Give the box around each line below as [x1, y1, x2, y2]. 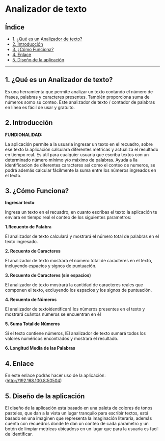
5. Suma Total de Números [5, 321, 60, 327]
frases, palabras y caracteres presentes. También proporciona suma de [5, 94, 150, 100]
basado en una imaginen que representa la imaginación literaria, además [5, 415, 152, 421]
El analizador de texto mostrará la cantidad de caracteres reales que [5, 282, 143, 288]
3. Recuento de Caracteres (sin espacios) [5, 273, 91, 278]
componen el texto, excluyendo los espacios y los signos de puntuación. [5, 287, 152, 293]
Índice [5, 23, 25, 31]
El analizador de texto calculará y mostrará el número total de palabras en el [5, 233, 159, 239]
